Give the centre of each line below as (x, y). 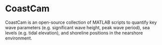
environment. (19, 38)
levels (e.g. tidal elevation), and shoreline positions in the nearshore (74, 33)
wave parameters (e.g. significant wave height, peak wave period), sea (78, 27)
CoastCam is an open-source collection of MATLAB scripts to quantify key (81, 22)
